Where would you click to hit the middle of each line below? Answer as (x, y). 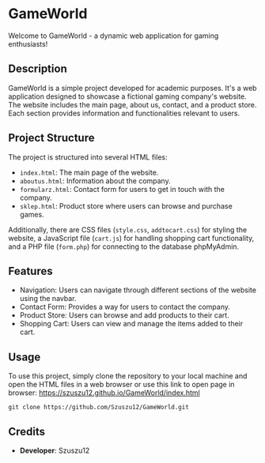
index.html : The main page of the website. (89, 172)
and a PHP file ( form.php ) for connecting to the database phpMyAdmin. (124, 247)
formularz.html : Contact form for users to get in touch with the (122, 189)
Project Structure (51, 138)
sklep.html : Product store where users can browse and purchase (126, 205)
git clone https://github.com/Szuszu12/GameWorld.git (99, 408)
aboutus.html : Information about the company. (95, 181)
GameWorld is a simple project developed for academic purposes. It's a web (132, 88)
